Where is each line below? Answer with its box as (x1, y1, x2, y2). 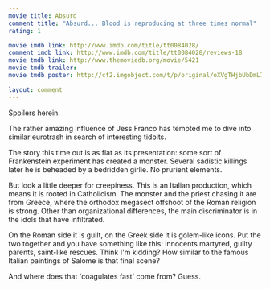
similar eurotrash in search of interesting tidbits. (8, 132, 166, 142)
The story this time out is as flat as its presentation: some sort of (8, 147, 222, 157)
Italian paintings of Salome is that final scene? (8, 255, 161, 266)
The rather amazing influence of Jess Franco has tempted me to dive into (8, 123, 252, 133)
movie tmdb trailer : (8, 64, 78, 72)
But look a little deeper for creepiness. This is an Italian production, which (8, 180, 252, 190)
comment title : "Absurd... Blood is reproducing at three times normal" (8, 19, 257, 27)
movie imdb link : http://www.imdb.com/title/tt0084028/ (8, 41, 199, 49)
